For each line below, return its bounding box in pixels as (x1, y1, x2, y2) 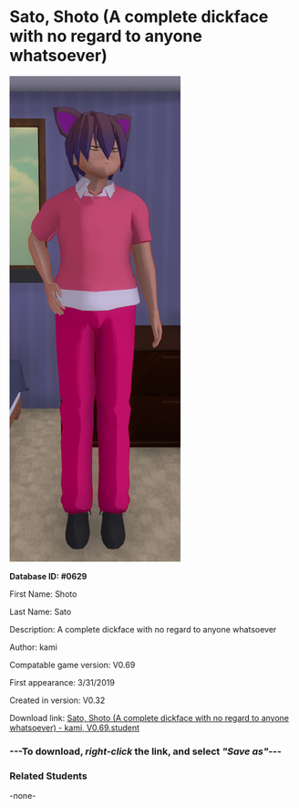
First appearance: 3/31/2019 (9, 676, 116, 687)
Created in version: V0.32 (9, 695, 106, 706)
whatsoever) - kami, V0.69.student (9, 722, 139, 733)
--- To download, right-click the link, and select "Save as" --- (9, 745, 283, 758)
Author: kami (9, 642, 57, 653)
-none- (9, 791, 36, 802)
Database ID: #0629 (9, 570, 88, 581)
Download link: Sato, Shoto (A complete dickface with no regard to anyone (9, 712, 290, 723)
